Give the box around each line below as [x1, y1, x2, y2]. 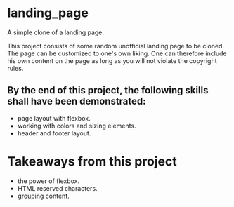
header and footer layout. [17, 128, 91, 138]
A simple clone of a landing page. [7, 28, 104, 36]
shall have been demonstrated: [7, 95, 146, 107]
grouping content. [17, 192, 70, 200]
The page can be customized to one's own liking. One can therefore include [7, 49, 227, 58]
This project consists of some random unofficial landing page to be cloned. [7, 41, 225, 50]
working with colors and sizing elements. [17, 121, 136, 130]
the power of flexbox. [17, 177, 79, 185]
